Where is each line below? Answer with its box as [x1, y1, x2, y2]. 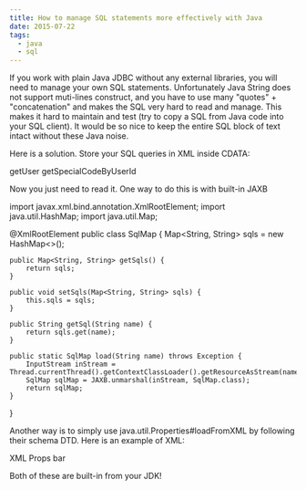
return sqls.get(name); [25, 328, 117, 338]
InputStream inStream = [25, 360, 117, 370]
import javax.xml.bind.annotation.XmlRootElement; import [9, 202, 226, 213]
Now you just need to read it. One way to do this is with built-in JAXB [9, 183, 269, 194]
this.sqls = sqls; [25, 296, 96, 306]
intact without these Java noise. [9, 130, 129, 141]
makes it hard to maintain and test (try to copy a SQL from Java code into [9, 111, 284, 122]
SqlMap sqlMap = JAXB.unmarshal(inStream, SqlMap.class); [25, 376, 250, 385]
